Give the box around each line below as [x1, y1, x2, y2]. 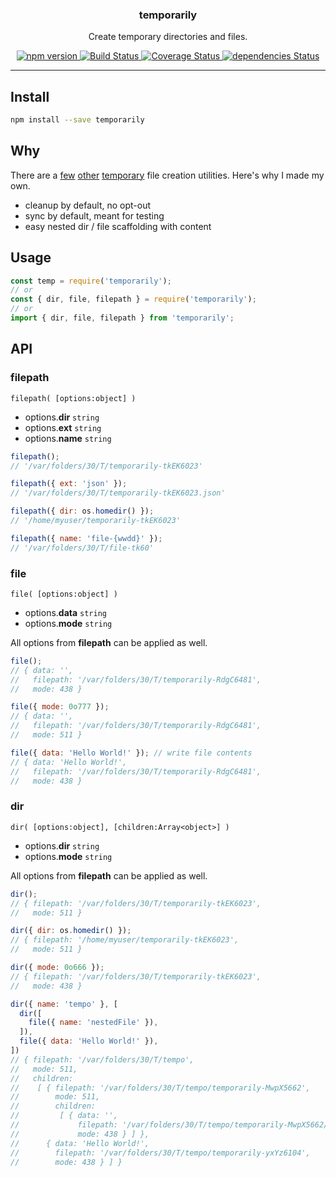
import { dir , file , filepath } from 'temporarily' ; [10, 313, 235, 323]
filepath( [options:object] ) [10, 393, 137, 403]
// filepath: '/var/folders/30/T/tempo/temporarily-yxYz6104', [10, 1148, 311, 1158]
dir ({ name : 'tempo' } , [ [10, 999, 118, 1009]
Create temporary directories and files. [88, 31, 248, 43]
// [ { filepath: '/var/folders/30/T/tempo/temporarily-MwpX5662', [10, 1083, 311, 1093]
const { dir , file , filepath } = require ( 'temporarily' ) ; [10, 294, 257, 305]
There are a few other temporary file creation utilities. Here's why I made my [10, 169, 325, 181]
